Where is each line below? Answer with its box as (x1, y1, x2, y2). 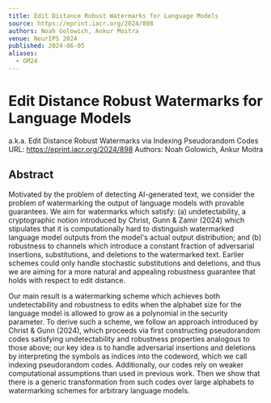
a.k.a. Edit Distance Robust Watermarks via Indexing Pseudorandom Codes (8, 135, 259, 146)
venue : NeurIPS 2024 (8, 34, 78, 43)
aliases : (8, 49, 38, 57)
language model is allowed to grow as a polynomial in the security (8, 308, 228, 318)
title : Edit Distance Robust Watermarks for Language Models (8, 11, 219, 20)
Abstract (8, 168, 54, 182)
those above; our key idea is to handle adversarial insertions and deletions (8, 342, 256, 352)
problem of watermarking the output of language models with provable (8, 197, 245, 207)
